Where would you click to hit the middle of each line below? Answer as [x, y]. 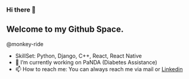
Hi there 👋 [21, 10]
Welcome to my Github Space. [65, 29]
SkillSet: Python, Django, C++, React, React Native [78, 56]
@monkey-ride [25, 44]
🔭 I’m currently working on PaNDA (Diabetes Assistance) [86, 62]
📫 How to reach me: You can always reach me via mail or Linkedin [99, 69]
